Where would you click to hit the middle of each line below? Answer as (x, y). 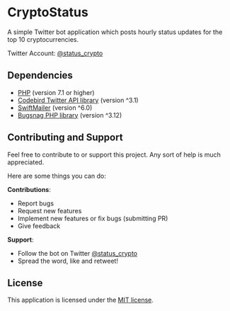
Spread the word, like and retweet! (68, 261)
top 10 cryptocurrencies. (43, 39)
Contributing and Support (65, 138)
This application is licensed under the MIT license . (81, 300)
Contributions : (29, 189)
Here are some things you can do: (57, 176)
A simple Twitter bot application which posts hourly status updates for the (115, 32)
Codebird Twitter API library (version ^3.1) (78, 100)
